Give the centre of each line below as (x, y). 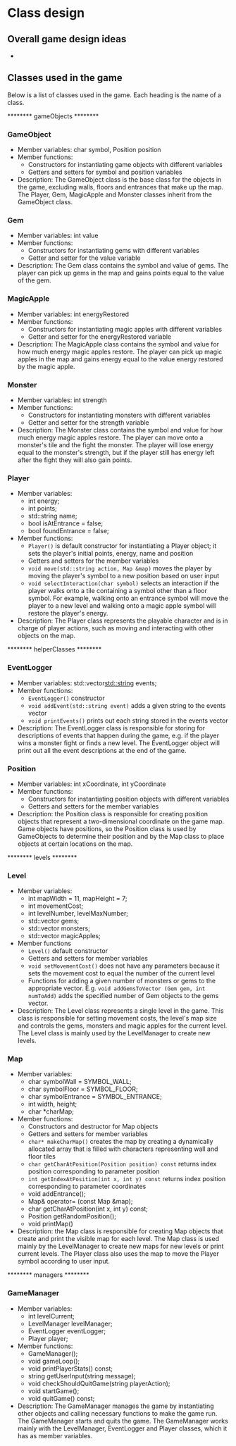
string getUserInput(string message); (82, 1376)
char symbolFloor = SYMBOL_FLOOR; (83, 1089)
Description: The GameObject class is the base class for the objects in (119, 180)
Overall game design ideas (67, 39)
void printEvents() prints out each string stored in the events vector (128, 721)
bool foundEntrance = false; (68, 531)
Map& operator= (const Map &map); (80, 1202)
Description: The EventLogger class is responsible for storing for (111, 728)
